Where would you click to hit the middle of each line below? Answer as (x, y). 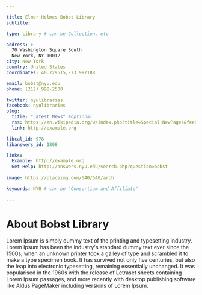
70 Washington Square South (47, 50)
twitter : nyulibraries (35, 100)
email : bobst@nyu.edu (33, 83)
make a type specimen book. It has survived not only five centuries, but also (101, 260)
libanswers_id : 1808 (32, 144)
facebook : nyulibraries (36, 106)
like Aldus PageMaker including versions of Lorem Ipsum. (77, 286)
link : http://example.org (44, 128)
